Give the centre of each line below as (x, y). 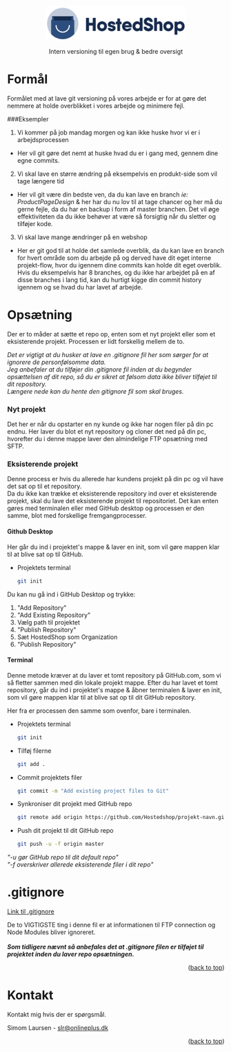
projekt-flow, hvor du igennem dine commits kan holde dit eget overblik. (119, 265)
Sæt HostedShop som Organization (67, 637)
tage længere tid (40, 181)
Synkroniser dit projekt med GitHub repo (74, 804)
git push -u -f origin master (61, 844)
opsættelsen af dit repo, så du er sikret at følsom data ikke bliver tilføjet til (112, 376)
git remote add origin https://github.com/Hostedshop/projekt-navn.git (122, 818)
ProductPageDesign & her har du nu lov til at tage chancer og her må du (120, 201)
